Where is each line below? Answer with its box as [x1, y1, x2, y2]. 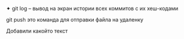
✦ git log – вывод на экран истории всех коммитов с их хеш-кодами [6, 5, 179, 12]
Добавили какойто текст [6, 27, 68, 34]
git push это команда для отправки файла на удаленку [6, 16, 143, 23]
